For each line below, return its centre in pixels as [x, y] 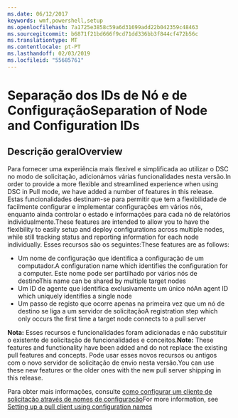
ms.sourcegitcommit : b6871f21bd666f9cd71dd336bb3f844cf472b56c [103, 34]
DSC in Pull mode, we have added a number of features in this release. [111, 191]
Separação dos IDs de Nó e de [97, 95]
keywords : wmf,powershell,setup [55, 21]
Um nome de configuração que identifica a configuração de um [111, 258]
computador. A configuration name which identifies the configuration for [123, 266]
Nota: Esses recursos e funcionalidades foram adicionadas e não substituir [117, 332]
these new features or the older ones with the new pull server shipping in [114, 370]
